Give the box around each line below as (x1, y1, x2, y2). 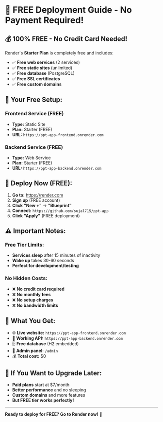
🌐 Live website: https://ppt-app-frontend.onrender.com (12, 330, 126, 335)
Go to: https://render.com (12, 192, 64, 198)
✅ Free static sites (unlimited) (12, 65, 73, 70)
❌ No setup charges (12, 297, 53, 303)
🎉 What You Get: (5, 317, 56, 325)
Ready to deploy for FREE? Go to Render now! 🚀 (5, 411, 102, 417)
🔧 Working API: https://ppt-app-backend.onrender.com (12, 335, 123, 341)
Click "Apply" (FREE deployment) (12, 212, 80, 218)
